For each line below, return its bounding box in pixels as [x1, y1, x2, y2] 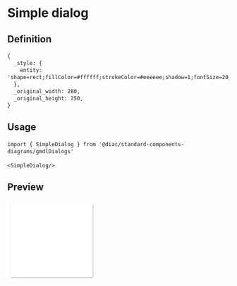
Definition [7, 33, 51, 45]
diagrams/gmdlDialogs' [7, 148, 74, 155]
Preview [7, 181, 44, 193]
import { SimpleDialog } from [7, 141, 97, 148]
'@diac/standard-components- [98, 141, 185, 148]
